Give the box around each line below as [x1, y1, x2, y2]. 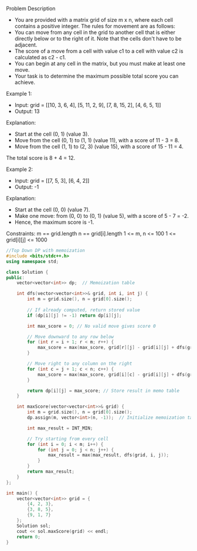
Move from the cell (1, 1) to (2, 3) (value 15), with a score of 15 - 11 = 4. [14, 143, 184, 150]
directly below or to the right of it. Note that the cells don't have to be [14, 35, 182, 42]
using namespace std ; [6, 258, 59, 264]
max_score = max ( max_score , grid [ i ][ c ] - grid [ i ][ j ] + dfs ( [37, 371, 188, 378]
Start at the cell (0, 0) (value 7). [14, 206, 90, 213]
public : [6, 274, 25, 281]
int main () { [6, 490, 38, 496]
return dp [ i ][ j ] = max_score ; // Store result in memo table [27, 388, 180, 394]
